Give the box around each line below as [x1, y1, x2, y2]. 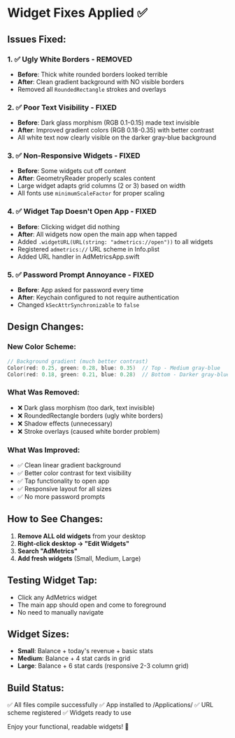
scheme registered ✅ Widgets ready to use [7, 709, 131, 717]
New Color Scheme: [7, 342, 77, 352]
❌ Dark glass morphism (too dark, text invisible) [17, 403, 155, 411]
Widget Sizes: [7, 628, 70, 640]
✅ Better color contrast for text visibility [17, 468, 131, 477]
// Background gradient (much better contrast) [7, 357, 149, 365]
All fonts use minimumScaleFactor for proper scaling [17, 189, 165, 198]
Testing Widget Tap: [7, 575, 98, 587]
